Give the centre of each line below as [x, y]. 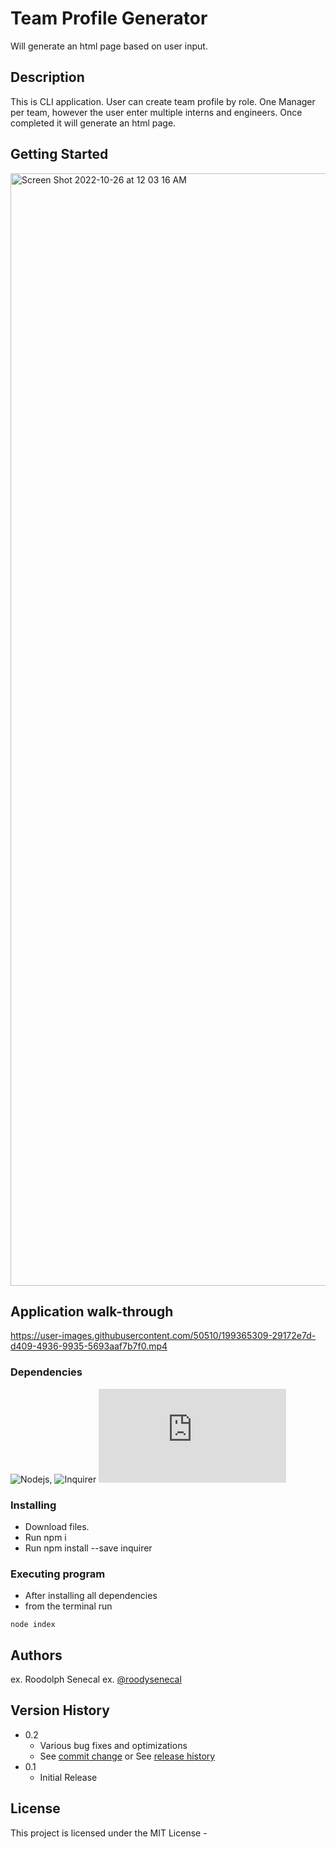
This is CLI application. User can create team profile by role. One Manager [163, 101]
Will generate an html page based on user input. [109, 46]
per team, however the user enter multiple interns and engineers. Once [156, 112]
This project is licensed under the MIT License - [109, 1833]
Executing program [58, 1574]
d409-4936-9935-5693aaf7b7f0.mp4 [89, 1346]
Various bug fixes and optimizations [113, 1745]
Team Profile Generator [109, 18]
